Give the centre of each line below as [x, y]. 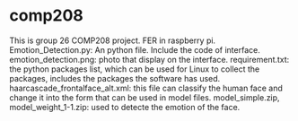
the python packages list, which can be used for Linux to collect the [135, 69]
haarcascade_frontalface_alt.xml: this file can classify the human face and [146, 88]
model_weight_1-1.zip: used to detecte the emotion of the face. [125, 107]
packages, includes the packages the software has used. [115, 78]
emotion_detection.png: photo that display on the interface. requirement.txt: [149, 59]
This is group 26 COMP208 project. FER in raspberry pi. [113, 40]
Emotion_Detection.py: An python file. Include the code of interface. [135, 49]
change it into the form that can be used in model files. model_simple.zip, [145, 97]
